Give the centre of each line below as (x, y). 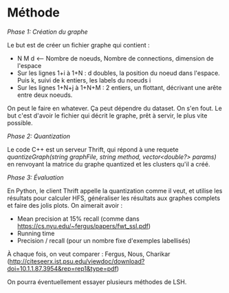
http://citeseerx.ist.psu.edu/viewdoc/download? (77, 261)
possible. (20, 122)
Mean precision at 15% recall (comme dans (78, 219)
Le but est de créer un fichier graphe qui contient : (78, 45)
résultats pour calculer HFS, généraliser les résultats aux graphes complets (114, 198)
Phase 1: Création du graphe (47, 32)
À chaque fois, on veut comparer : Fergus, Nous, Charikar (89, 254)
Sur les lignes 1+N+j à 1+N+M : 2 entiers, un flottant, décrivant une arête (119, 87)
